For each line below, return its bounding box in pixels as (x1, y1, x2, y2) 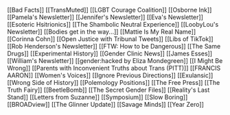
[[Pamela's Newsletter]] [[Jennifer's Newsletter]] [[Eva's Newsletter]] (7, 13, 204, 21)
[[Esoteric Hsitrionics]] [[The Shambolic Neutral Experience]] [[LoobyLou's (7, 21, 219, 28)
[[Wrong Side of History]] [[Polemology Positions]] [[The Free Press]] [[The (7, 79, 220, 86)
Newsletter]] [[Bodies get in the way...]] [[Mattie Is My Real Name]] (7, 27, 196, 36)
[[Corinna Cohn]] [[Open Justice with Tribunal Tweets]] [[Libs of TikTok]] (7, 35, 214, 43)
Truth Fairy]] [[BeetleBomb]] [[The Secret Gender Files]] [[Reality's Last (7, 86, 210, 94)
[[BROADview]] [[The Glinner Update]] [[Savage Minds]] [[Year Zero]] (7, 101, 205, 108)
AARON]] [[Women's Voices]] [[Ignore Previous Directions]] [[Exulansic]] (7, 71, 214, 79)
